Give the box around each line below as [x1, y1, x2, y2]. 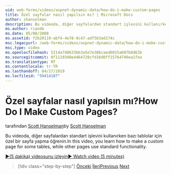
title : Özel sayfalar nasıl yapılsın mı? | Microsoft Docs [5, 12, 133, 17]
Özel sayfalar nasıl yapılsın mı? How [5, 95, 158, 107]
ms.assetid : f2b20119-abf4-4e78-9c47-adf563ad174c [5, 36, 115, 41]
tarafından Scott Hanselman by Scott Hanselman [5, 123, 106, 129]
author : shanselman [5, 17, 47, 22]
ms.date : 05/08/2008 [5, 31, 49, 36]
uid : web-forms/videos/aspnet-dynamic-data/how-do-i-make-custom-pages [5, 7, 160, 13]
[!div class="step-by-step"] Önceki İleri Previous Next [17, 163, 130, 169]
